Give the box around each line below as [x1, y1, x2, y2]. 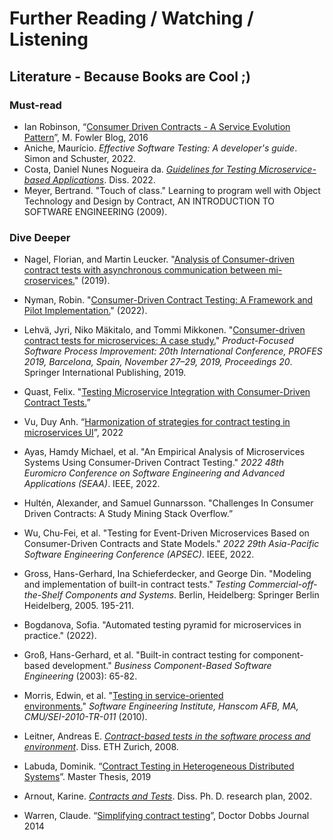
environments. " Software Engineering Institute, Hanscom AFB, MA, [23, 700, 299, 712]
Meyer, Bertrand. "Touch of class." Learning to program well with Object [23, 184, 321, 196]
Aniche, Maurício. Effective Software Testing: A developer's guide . [23, 142, 298, 154]
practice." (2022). [23, 630, 97, 642]
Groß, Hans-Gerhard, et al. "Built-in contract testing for [23, 649, 251, 661]
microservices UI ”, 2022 [23, 427, 124, 439]
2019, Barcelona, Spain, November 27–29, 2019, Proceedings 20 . [23, 356, 293, 368]
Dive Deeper [9, 230, 71, 244]
